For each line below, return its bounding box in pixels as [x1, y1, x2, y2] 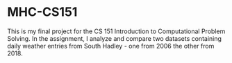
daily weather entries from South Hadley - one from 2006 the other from [7, 42, 215, 50]
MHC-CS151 [7, 4, 78, 20]
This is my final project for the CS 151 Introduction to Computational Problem [7, 27, 226, 35]
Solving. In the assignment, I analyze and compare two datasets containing [7, 34, 222, 42]
